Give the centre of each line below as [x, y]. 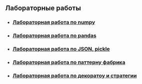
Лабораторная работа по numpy [54, 22]
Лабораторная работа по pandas [54, 36]
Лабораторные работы [43, 8]
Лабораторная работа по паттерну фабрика [69, 63]
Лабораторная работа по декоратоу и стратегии [74, 76]
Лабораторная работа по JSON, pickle [61, 49]
